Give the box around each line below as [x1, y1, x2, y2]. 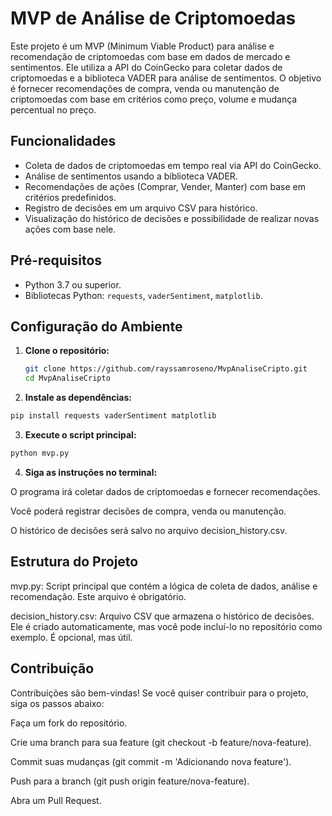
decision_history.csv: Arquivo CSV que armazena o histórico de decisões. [10, 610, 315, 622]
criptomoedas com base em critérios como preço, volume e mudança [10, 93, 298, 105]
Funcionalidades [10, 133, 117, 150]
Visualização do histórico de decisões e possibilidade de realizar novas [24, 212, 320, 224]
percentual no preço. [10, 103, 97, 116]
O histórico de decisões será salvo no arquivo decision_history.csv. [10, 524, 288, 536]
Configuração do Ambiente [10, 318, 183, 335]
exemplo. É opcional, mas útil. [10, 631, 133, 643]
